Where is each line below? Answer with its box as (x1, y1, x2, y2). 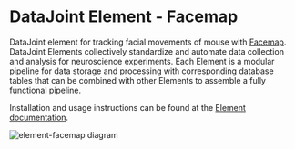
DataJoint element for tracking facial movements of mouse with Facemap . (9, 36, 287, 47)
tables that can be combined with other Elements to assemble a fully (9, 74, 267, 85)
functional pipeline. (9, 84, 82, 95)
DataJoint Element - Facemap (9, 6, 239, 27)
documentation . (9, 112, 69, 123)
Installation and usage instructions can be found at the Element (9, 102, 246, 113)
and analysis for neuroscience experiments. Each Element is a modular (9, 55, 275, 66)
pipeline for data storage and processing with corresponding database (9, 65, 275, 76)
